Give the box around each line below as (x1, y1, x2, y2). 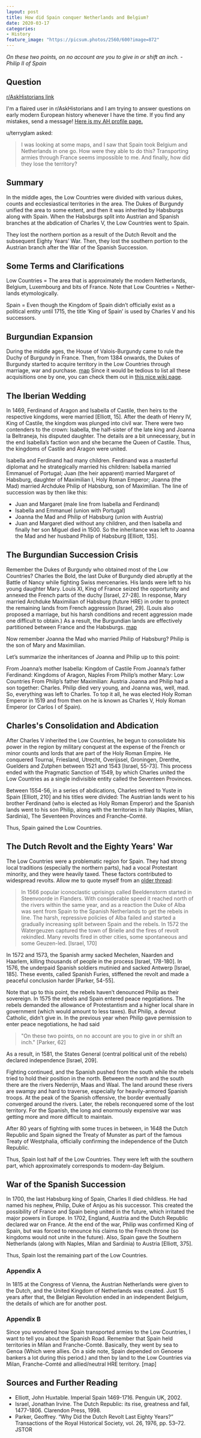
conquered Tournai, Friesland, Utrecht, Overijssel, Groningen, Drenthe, (6, 756, 181, 763)
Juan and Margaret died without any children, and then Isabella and (14, 520, 182, 527)
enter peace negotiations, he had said (6, 1020, 100, 1027)
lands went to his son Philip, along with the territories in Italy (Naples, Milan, (6, 806, 194, 813)
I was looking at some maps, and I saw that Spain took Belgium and (20, 141, 188, 148)
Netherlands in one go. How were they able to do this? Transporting (20, 147, 189, 154)
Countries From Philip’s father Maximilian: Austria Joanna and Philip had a (6, 677, 188, 685)
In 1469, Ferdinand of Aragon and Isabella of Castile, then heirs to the (6, 407, 178, 414)
